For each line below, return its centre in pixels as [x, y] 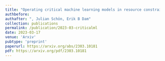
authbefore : [17, 14]
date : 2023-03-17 [23, 32]
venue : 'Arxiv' [21, 37]
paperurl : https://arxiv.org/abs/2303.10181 [51, 46]
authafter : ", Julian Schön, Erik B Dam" [48, 19]
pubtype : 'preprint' [26, 42]
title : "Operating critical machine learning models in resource [73, 10]
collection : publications [31, 23]
